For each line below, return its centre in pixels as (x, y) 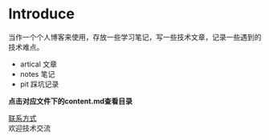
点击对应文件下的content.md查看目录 (70, 101)
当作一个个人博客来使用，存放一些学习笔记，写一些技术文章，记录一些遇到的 (135, 37)
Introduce (41, 14)
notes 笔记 (37, 74)
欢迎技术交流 (29, 128)
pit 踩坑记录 (39, 84)
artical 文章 (39, 64)
